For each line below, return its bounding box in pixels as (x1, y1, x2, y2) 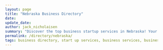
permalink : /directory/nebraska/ (5, 34, 73, 39)
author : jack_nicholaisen (5, 25, 57, 30)
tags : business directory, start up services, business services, (5, 38, 142, 43)
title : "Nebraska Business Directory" (5, 11, 83, 16)
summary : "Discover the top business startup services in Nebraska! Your (5, 29, 158, 34)
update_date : (5, 20, 32, 25)
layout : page (5, 7, 32, 12)
